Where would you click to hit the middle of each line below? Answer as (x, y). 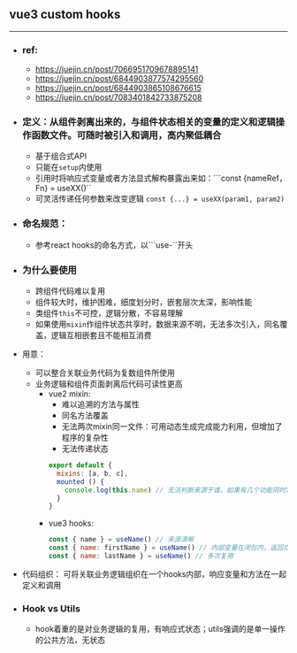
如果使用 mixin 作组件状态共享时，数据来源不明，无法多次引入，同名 (157, 324)
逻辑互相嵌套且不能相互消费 (101, 335)
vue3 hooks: (71, 523)
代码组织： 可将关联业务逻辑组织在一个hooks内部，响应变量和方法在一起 (154, 573)
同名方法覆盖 (85, 415)
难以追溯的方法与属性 (100, 404)
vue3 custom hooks (65, 15)
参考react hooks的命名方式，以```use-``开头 (114, 245)
